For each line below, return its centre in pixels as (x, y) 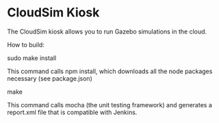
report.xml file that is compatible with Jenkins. (72, 112)
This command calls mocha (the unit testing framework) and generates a (109, 105)
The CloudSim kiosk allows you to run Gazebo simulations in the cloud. (107, 31)
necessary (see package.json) (50, 78)
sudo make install (32, 58)
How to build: (26, 44)
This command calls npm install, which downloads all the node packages (110, 71)
